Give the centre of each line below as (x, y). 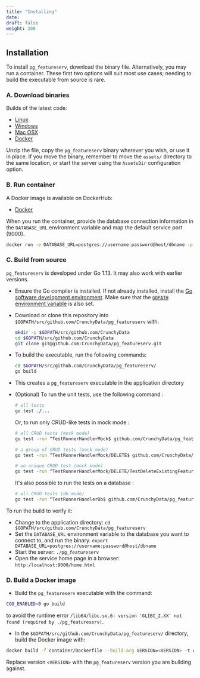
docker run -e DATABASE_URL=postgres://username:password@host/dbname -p (100, 245)
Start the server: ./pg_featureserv (57, 552)
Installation (27, 52)
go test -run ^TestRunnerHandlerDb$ (60, 499)
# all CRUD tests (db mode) (49, 494)
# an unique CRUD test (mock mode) (59, 466)
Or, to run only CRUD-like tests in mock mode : (72, 422)
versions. (17, 279)
